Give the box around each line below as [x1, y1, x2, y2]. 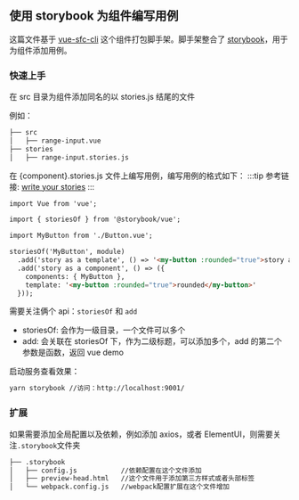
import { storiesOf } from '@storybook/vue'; [9, 215, 181, 225]
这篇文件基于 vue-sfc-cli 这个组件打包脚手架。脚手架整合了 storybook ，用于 [9, 34, 288, 45]
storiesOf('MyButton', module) [9, 248, 125, 257]
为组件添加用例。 [9, 45, 72, 55]
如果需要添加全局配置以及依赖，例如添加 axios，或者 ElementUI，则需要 [9, 429, 273, 439]
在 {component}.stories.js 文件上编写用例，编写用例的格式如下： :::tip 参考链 [9, 170, 289, 181]
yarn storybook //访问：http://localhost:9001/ [9, 384, 185, 393]
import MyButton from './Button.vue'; [9, 231, 153, 241]
